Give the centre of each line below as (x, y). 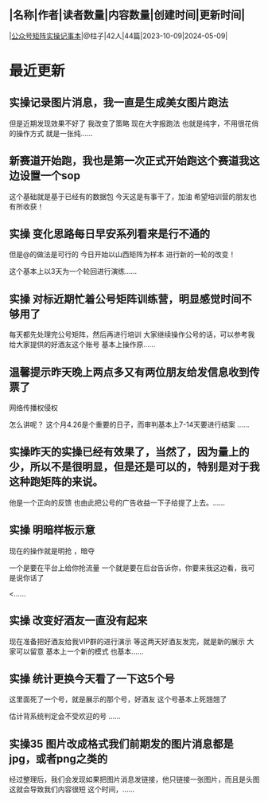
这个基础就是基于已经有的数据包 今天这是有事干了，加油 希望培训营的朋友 (129, 196)
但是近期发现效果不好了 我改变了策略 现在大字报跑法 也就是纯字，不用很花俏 (134, 123)
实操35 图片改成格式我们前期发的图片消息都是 (121, 744)
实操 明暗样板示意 (52, 530)
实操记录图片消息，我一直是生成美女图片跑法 (119, 103)
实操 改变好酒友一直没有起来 (78, 621)
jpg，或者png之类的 (58, 758)
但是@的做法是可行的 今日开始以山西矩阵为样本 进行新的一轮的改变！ (122, 255)
